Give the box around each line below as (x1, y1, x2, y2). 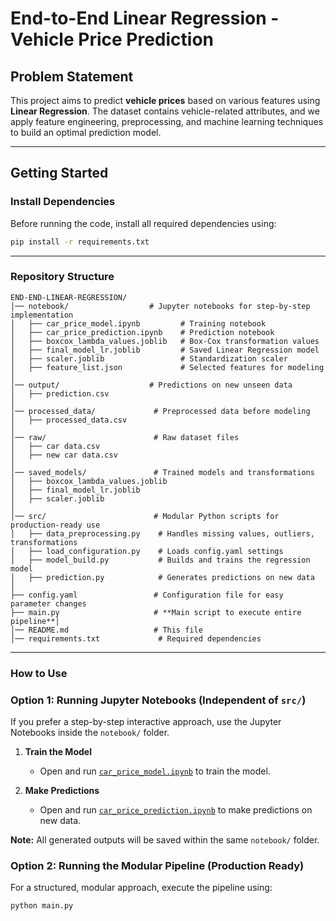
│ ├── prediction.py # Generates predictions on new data (10, 572, 315, 582)
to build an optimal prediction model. (10, 127, 162, 138)
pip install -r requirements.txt (10, 237, 150, 247)
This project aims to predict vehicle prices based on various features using (10, 95, 321, 106)
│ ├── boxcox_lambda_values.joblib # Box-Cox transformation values (10, 336, 320, 346)
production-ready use (10, 520, 101, 530)
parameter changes (10, 598, 87, 609)
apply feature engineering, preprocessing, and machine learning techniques (10, 116, 324, 127)
